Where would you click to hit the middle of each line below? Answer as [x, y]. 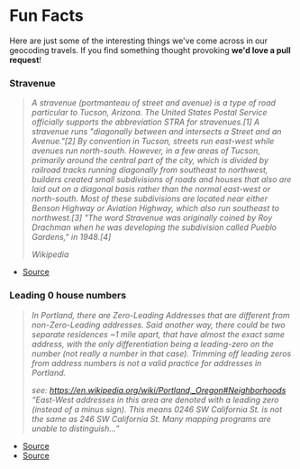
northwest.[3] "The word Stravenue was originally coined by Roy [152, 218]
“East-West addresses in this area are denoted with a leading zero [155, 400]
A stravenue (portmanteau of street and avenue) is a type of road [154, 103]
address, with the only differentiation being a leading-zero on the [153, 344]
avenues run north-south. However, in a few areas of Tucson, [146, 151]
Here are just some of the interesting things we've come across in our [139, 41]
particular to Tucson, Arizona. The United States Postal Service [149, 113]
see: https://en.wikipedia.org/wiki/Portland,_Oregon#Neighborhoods [159, 390]
